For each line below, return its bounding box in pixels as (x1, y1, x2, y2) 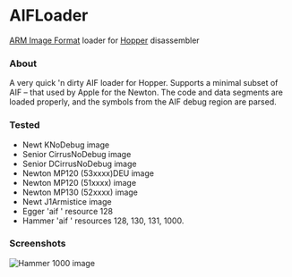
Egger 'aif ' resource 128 (21, 206, 114, 216)
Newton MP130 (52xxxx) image (21, 187, 139, 197)
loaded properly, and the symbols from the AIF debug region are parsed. (9, 97, 278, 107)
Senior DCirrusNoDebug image (21, 158, 137, 169)
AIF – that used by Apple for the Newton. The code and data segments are (9, 87, 284, 98)
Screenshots (9, 238, 66, 250)
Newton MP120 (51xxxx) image (21, 177, 137, 188)
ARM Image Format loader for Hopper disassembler (9, 35, 200, 46)
